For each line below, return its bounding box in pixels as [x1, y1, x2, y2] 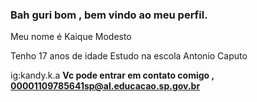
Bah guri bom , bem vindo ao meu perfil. [10, 8, 208, 22]
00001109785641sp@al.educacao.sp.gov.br [10, 80, 201, 92]
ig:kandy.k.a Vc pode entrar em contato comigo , [10, 69, 215, 82]
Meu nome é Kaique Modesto [10, 31, 132, 43]
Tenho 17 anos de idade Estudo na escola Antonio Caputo [10, 50, 248, 62]
